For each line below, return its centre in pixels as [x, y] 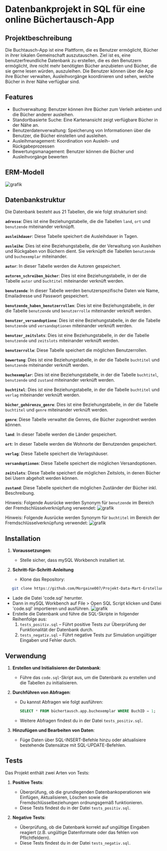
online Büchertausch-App [60, 20]
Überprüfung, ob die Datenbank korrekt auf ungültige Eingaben [85, 827]
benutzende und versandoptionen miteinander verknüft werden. [69, 326]
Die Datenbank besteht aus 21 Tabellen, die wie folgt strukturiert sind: [76, 212]
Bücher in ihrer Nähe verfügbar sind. [43, 81]
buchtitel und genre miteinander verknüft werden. [57, 410]
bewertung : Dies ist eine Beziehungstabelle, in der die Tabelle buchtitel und [83, 360]
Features [19, 97]
